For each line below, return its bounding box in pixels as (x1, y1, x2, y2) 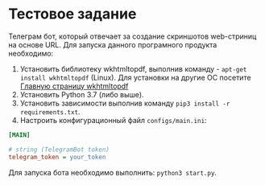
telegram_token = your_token (8, 153, 106, 161)
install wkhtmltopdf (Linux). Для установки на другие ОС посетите (19, 72, 251, 82)
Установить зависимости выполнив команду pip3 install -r (19, 98, 230, 108)
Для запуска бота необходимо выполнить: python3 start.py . (8, 167, 217, 177)
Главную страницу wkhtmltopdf (19, 81, 129, 91)
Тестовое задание (8, 5, 137, 23)
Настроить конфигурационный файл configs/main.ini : (19, 115, 207, 125)
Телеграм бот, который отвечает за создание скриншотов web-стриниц (8, 31, 257, 41)
